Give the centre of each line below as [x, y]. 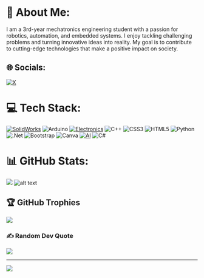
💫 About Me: [38, 12]
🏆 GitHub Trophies [43, 203]
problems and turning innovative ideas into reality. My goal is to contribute [99, 42]
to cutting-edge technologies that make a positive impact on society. [92, 49]
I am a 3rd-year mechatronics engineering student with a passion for [92, 29]
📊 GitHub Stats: [48, 161]
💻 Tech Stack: [44, 108]
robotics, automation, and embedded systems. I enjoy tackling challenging [99, 35]
